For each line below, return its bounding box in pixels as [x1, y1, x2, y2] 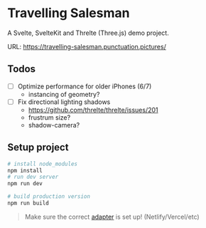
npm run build [7, 199, 50, 207]
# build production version [7, 193, 91, 200]
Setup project [7, 141, 69, 154]
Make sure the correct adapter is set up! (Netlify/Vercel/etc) [24, 212, 200, 221]
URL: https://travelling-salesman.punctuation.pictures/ [7, 42, 167, 51]
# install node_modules [7, 160, 78, 167]
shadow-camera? [28, 120, 80, 129]
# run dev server [7, 173, 59, 181]
